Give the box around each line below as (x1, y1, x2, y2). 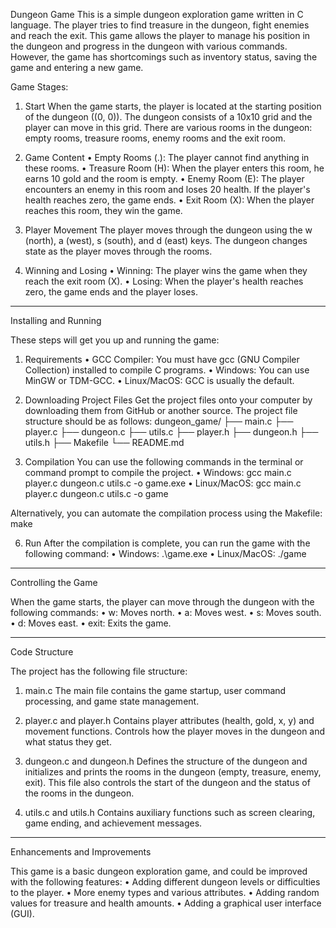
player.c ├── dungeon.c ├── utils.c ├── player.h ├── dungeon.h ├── (24, 426, 319, 438)
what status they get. (24, 736, 112, 748)
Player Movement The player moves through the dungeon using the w (24, 224, 313, 236)
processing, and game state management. (24, 695, 200, 707)
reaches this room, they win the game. (24, 205, 183, 216)
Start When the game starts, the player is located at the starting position (24, 100, 322, 112)
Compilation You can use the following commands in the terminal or (24, 456, 304, 468)
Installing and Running (10, 315, 102, 326)
